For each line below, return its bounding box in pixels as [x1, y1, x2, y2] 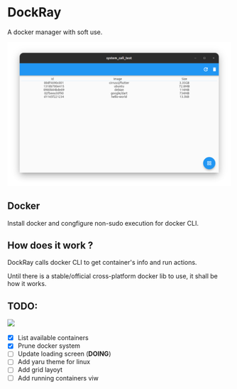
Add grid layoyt [17, 366, 62, 374]
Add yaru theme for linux [17, 358, 91, 366]
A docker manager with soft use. [7, 28, 103, 36]
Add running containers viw [17, 373, 99, 382]
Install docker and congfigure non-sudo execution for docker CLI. [7, 219, 199, 227]
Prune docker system [17, 341, 80, 350]
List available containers [17, 334, 89, 342]
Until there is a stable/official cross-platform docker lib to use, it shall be [7, 272, 218, 280]
